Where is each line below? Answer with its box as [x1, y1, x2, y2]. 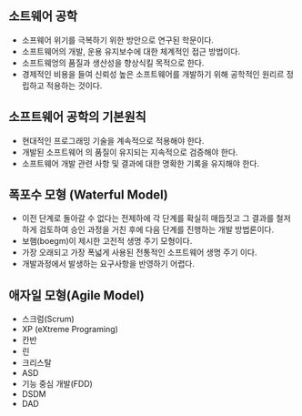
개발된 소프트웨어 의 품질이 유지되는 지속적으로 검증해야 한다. [21, 147, 238, 157]
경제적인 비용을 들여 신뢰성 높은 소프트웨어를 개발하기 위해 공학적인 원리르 [21, 68, 285, 79]
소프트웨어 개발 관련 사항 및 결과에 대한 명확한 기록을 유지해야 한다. [21, 157, 260, 168]
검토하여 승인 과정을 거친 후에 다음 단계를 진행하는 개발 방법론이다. [38, 224, 275, 235]
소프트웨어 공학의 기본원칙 [8, 109, 146, 125]
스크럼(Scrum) [21, 313, 75, 325]
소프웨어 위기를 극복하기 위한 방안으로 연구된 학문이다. [21, 35, 215, 46]
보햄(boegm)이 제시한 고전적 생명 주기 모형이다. [21, 236, 193, 247]
